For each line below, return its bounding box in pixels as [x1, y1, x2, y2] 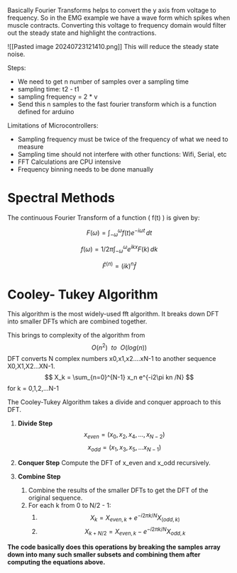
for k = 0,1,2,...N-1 [7, 384, 59, 393]
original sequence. [28, 493, 83, 502]
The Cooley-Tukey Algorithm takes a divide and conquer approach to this [7, 398, 221, 406]
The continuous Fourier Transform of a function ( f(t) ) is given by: [7, 213, 200, 222]
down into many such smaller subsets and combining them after [7, 550, 201, 559]
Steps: [7, 64, 26, 72]
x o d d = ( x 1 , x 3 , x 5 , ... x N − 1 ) [87, 443, 162, 453]
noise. [7, 50, 26, 58]
